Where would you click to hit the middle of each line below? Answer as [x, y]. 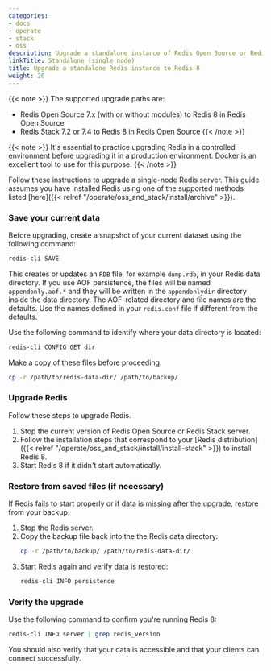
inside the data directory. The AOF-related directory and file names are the [132, 300]
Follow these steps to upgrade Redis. [70, 415]
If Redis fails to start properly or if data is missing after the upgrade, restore [133, 503]
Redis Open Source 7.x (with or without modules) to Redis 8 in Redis [133, 114]
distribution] [238, 439]
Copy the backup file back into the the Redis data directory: [119, 536]
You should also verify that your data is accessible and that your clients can [134, 650]
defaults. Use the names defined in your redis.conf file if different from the [133, 308]
